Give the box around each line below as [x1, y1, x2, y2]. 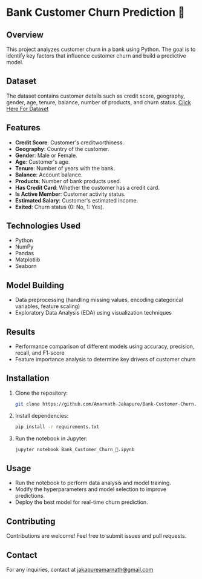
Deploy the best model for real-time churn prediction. [15, 498, 148, 506]
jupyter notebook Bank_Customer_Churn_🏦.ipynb [15, 446, 135, 452]
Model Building [6, 280, 65, 290]
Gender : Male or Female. [15, 152, 77, 159]
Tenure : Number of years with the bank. [15, 164, 116, 172]
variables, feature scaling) [15, 303, 80, 310]
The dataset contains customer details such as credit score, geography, [6, 92, 186, 99]
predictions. [15, 492, 45, 500]
